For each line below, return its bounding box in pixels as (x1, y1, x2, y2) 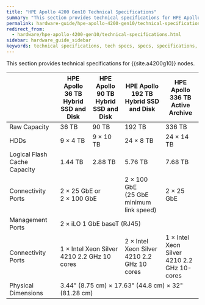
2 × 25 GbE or (60, 187, 101, 195)
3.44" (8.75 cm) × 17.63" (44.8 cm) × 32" (60, 281, 183, 290)
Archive (168, 108, 192, 117)
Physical (9, 281, 34, 290)
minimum (124, 198, 151, 206)
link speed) (124, 206, 157, 214)
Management (9, 215, 48, 224)
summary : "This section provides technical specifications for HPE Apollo (6, 15, 201, 21)
